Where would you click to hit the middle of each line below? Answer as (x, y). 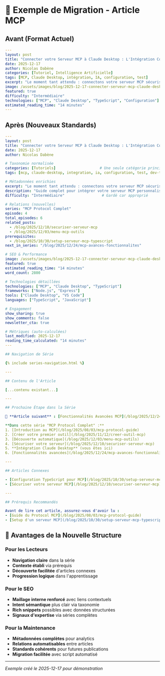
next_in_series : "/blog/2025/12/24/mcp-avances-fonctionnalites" (73, 246)
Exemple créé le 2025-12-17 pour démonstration (54, 669)
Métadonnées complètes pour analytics (53, 639)
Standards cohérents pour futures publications (60, 649)
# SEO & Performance (26, 254)
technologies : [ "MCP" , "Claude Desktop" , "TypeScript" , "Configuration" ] (82, 101)
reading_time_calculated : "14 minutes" (46, 341)
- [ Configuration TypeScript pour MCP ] (46, 480)
